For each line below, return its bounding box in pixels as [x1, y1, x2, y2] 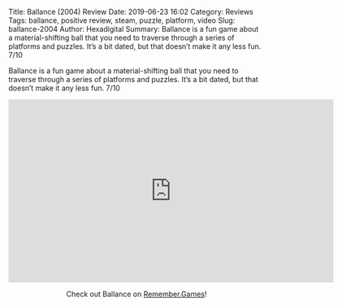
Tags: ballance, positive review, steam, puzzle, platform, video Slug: [8, 15, 236, 25]
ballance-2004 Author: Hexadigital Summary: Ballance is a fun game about [8, 24, 259, 33]
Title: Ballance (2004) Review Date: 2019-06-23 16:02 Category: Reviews [8, 7, 253, 16]
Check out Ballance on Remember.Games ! [66, 289, 207, 299]
